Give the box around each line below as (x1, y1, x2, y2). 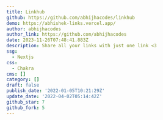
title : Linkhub (6, 8, 45, 15)
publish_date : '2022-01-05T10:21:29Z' (6, 88, 105, 94)
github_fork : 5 (6, 104, 45, 111)
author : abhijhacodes (6, 25, 62, 32)
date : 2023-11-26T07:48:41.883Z (6, 37, 89, 43)
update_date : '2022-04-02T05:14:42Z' (6, 93, 103, 99)
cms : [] (6, 71, 26, 77)
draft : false (6, 82, 40, 88)
